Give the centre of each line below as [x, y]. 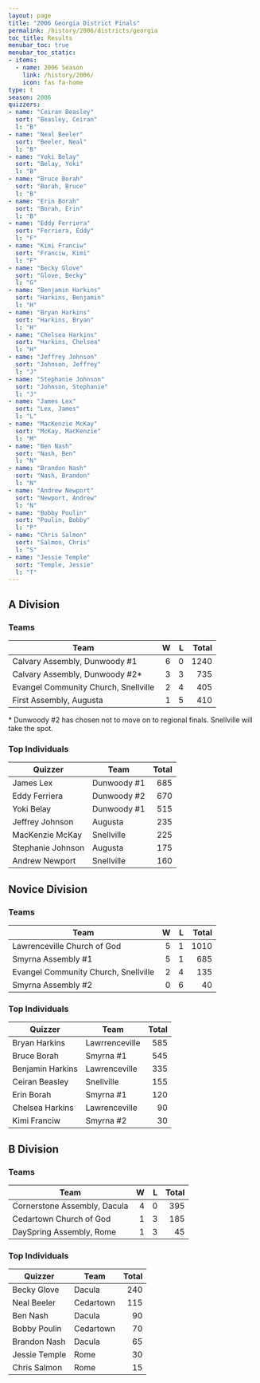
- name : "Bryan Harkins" [49, 312]
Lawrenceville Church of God [67, 946]
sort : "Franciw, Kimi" [53, 253]
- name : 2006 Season [49, 68]
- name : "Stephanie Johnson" [56, 379]
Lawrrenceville [113, 1043]
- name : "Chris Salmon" [48, 535]
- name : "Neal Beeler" [46, 134]
